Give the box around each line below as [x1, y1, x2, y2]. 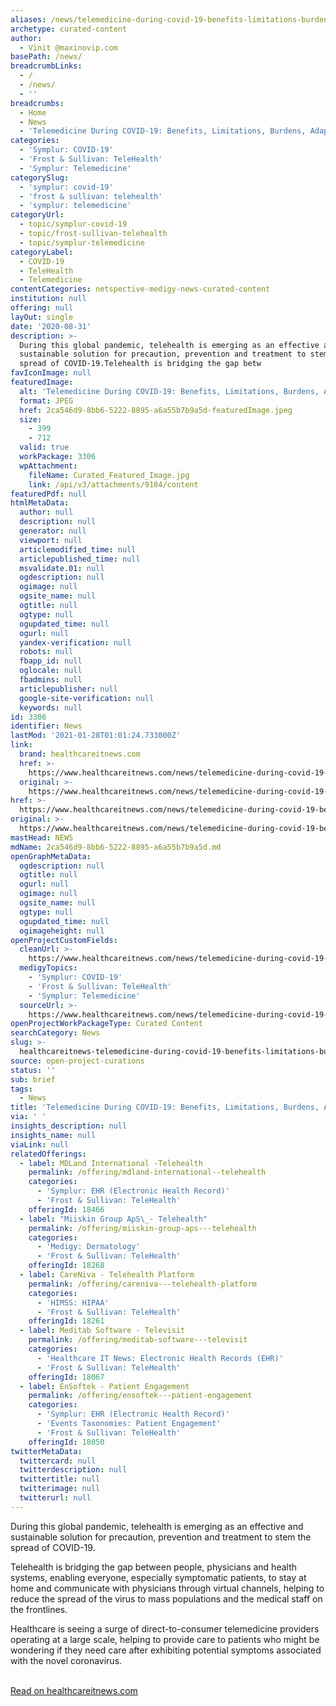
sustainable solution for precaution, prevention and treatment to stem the [10, 1531, 312, 1543]
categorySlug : [10, 172, 70, 183]
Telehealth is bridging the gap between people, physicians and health [10, 1561, 297, 1573]
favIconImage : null [10, 368, 92, 378]
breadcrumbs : [10, 98, 65, 108]
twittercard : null [19, 1456, 97, 1466]
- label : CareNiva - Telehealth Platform [19, 1270, 195, 1280]
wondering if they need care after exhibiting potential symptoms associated [10, 1644, 322, 1656]
